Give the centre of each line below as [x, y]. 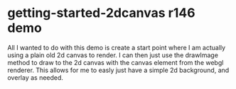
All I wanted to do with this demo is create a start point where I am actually [117, 47]
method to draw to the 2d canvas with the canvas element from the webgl [116, 62]
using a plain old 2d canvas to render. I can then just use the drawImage [113, 55]
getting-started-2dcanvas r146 [101, 13]
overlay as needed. [36, 77]
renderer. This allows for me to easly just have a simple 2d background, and [118, 70]
